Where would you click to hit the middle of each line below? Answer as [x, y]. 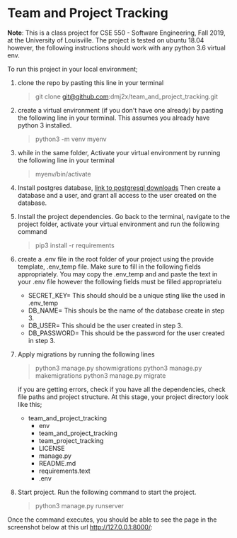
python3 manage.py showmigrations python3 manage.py [118, 368]
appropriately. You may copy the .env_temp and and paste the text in [117, 274]
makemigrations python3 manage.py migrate [100, 375]
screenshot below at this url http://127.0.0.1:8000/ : [80, 527]
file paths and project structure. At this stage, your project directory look [123, 397]
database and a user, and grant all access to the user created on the [117, 195]
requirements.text [64, 471]
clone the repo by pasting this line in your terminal [91, 82]
